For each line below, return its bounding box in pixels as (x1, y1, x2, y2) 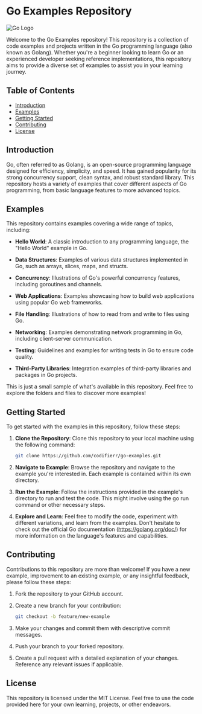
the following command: (14, 441, 75, 448)
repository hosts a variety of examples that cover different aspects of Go (6, 180, 187, 187)
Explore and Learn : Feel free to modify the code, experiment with (14, 513, 178, 520)
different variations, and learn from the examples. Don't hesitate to (14, 519, 180, 527)
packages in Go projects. (14, 371, 77, 379)
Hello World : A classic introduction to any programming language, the (14, 238, 189, 245)
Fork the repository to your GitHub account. (14, 590, 124, 597)
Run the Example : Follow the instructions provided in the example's (14, 488, 183, 496)
